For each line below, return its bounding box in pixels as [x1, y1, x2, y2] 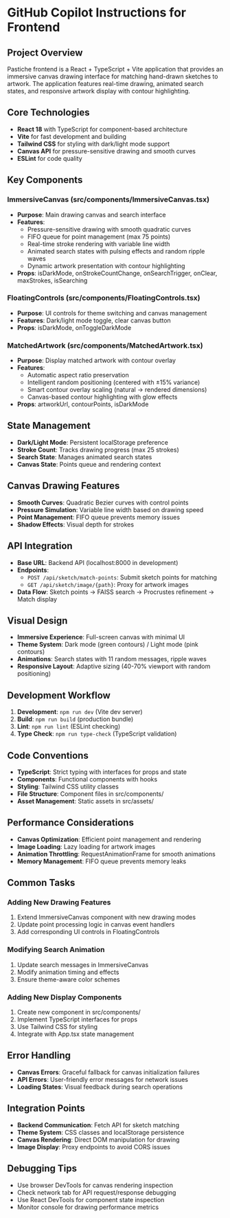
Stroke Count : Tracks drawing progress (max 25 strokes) [16, 445, 180, 454]
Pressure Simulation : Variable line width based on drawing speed [16, 505, 204, 513]
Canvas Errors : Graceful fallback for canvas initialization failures [16, 1067, 200, 1076]
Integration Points [7, 1103, 86, 1114]
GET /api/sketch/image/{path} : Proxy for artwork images [27, 580, 189, 588]
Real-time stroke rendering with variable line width [27, 239, 170, 248]
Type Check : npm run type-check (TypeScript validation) [16, 730, 177, 738]
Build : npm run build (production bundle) [16, 715, 134, 723]
